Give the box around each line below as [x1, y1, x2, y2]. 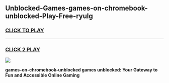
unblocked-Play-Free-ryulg [5, 12, 93, 21]
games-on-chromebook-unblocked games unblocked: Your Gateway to [5, 66, 158, 72]
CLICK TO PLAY [5, 27, 44, 34]
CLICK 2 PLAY [5, 46, 40, 53]
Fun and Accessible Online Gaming [5, 72, 80, 78]
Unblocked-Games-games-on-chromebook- [5, 4, 148, 13]
